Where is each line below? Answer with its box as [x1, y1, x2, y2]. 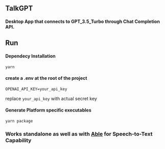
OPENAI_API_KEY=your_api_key [5, 87, 67, 92]
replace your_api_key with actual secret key [5, 95, 97, 101]
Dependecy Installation [5, 53, 56, 59]
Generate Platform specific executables [5, 107, 91, 113]
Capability [5, 137, 32, 144]
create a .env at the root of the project [5, 75, 87, 81]
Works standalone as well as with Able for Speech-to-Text [5, 130, 153, 137]
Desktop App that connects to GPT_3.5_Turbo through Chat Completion [5, 18, 160, 25]
